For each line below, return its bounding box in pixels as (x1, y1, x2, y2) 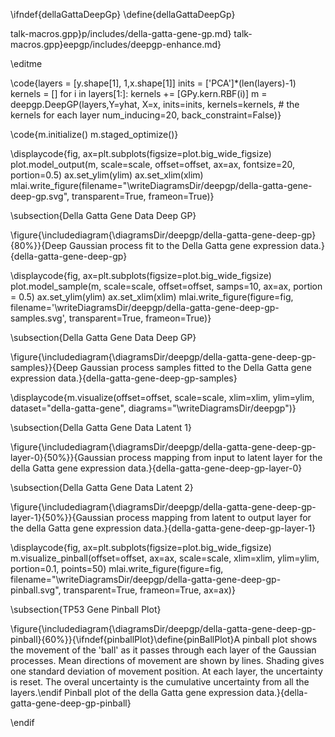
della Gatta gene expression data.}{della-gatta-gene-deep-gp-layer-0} (10, 462, 303, 474)
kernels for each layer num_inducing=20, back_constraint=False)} (10, 109, 282, 121)
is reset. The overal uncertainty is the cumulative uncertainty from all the (10, 676, 310, 688)
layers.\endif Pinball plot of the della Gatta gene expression (10, 687, 255, 698)
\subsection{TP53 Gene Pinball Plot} (10, 604, 162, 615)
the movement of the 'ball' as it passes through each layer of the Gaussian (10, 644, 317, 656)
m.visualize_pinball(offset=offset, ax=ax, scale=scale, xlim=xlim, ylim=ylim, (10, 552, 320, 564)
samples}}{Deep (10, 362, 78, 373)
